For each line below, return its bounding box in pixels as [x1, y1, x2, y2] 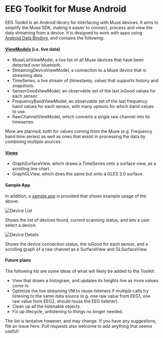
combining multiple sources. [5, 139, 62, 144]
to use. [12, 108, 26, 115]
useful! [5, 328, 19, 334]
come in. [12, 283, 30, 288]
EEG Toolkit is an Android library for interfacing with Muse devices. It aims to [5, 19, 159, 25]
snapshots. [12, 83, 35, 89]
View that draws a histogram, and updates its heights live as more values [12, 277, 159, 283]
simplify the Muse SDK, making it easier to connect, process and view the [5, 24, 153, 30]
